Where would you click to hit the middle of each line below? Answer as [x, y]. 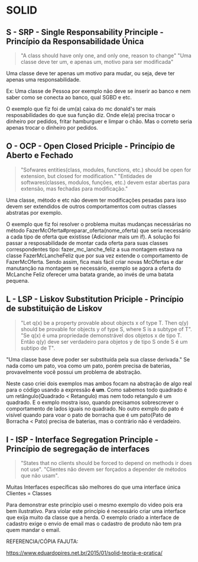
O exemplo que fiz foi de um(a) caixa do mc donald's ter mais [81, 109]
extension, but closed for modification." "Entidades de [86, 176]
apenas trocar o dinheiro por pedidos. [52, 127]
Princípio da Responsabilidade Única [75, 41]
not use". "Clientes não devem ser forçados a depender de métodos [103, 469]
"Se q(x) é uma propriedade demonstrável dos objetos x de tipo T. [101, 335]
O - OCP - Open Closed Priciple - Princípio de [91, 146]
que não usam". [40, 476]
